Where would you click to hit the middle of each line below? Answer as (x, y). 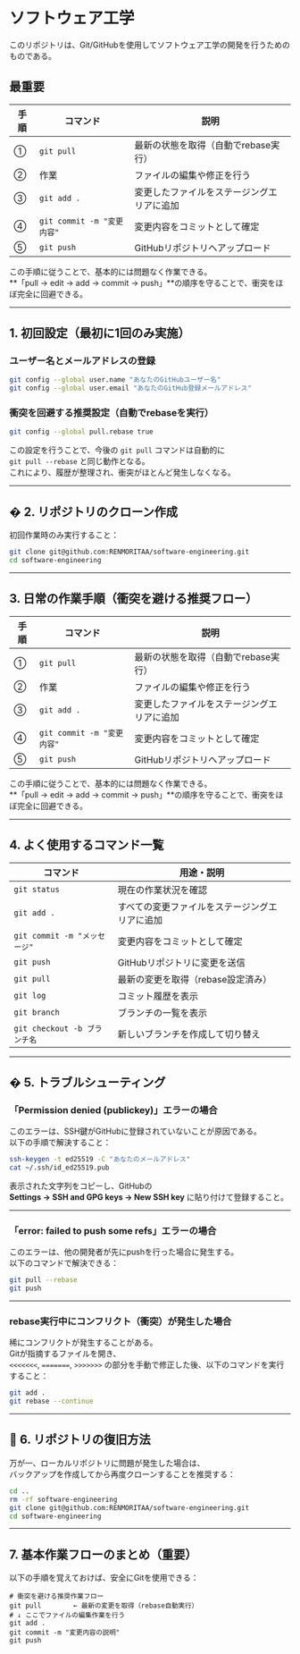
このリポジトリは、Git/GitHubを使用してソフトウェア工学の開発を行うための (150, 45)
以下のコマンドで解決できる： (64, 1263)
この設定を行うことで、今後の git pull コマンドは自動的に (117, 450)
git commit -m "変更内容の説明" (65, 1633)
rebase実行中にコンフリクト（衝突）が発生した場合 (121, 1321)
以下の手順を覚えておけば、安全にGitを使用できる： (104, 1578)
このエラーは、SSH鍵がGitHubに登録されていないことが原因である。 (135, 1131)
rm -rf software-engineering (63, 1499)
